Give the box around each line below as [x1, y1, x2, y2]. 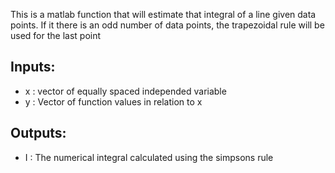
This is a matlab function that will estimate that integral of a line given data [10, 9, 317, 20]
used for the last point [10, 30, 102, 41]
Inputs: [10, 59, 56, 76]
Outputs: [10, 125, 67, 142]
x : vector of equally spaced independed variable [24, 85, 227, 97]
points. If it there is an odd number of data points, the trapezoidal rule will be [10, 19, 325, 31]
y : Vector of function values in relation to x [24, 95, 203, 108]
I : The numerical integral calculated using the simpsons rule [24, 151, 274, 163]
